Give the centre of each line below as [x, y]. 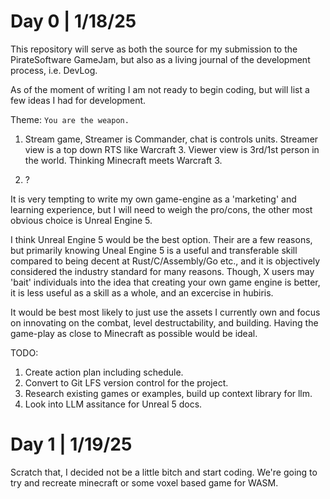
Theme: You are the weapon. [70, 119]
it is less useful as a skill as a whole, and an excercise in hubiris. [142, 292]
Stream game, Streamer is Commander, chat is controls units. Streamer [171, 139]
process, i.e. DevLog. [54, 70]
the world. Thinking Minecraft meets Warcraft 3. [123, 160]
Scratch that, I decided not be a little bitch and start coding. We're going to [164, 472]
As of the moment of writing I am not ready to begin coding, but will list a [160, 89]
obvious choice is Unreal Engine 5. [81, 220]
